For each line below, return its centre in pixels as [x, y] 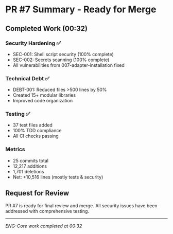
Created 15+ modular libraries [44, 95]
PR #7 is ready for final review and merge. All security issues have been [82, 205]
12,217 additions [30, 166]
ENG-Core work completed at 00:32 [44, 226]
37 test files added [33, 125]
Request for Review [37, 193]
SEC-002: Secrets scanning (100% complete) [61, 60]
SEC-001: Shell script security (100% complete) [63, 54]
